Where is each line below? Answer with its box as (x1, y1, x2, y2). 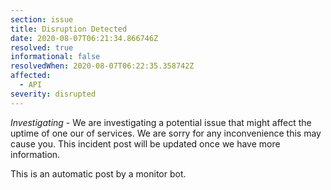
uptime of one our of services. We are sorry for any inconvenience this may (10, 127, 322, 139)
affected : (10, 71, 52, 81)
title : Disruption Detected (10, 24, 128, 34)
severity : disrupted (10, 89, 97, 99)
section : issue (10, 14, 74, 25)
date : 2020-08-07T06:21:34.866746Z (10, 33, 159, 43)
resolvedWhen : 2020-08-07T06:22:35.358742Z (10, 61, 195, 71)
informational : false (10, 52, 101, 62)
